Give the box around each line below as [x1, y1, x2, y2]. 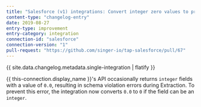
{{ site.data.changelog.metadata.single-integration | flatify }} [6, 64, 156, 71]
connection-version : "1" [6, 42, 68, 48]
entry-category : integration [6, 31, 79, 37]
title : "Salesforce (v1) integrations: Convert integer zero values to [6, 8, 188, 15]
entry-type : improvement [6, 25, 68, 32]
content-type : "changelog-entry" [6, 14, 90, 20]
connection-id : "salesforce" [6, 36, 79, 42]
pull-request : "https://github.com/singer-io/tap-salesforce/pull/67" [6, 48, 186, 53]
